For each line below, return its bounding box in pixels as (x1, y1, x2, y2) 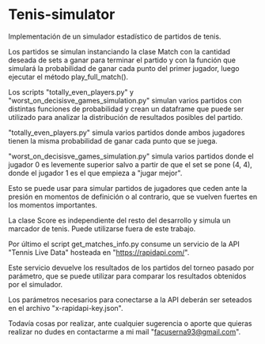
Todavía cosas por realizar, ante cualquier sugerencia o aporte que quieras (8, 318, 252, 328)
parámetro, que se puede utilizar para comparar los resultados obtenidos (8, 271, 247, 281)
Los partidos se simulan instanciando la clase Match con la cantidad (8, 47, 231, 56)
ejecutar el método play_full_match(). (8, 72, 129, 81)
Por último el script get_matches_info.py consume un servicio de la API (8, 239, 240, 249)
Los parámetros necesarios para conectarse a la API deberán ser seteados (8, 294, 252, 305)
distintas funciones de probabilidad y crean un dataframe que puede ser (8, 104, 244, 114)
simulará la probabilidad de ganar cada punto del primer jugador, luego (8, 63, 240, 73)
